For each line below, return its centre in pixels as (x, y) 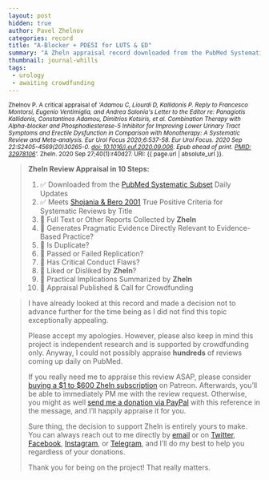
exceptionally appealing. (68, 320)
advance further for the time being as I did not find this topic (127, 311)
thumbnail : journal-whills (53, 61)
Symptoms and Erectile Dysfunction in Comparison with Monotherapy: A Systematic (124, 133)
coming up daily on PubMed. (75, 361)
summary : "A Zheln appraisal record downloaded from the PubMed (118, 53)
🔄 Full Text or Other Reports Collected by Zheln (118, 219)
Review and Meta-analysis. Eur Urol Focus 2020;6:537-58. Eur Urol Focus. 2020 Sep (125, 140)
